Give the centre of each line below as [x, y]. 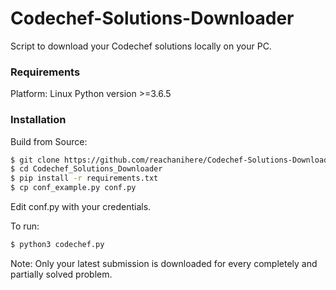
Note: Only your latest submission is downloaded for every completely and [164, 263]
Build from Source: [49, 141]
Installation [38, 120]
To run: [25, 226]
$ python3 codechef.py [57, 245]
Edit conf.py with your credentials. [81, 207]
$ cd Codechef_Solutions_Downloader [86, 169]
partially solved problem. [61, 274]
